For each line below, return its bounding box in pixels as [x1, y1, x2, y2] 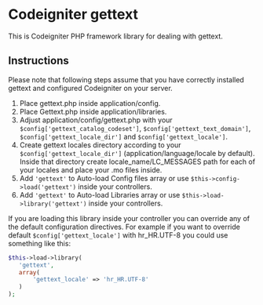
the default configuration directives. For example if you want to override [8, 222, 241, 231]
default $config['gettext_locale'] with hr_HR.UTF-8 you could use [8, 230, 228, 240]
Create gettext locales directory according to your [19, 140, 182, 150]
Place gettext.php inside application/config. [19, 98, 161, 107]
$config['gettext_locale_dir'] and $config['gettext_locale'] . [19, 132, 228, 141]
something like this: [8, 238, 71, 248]
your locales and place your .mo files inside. [19, 165, 163, 174]
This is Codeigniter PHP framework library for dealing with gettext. [8, 31, 224, 41]
